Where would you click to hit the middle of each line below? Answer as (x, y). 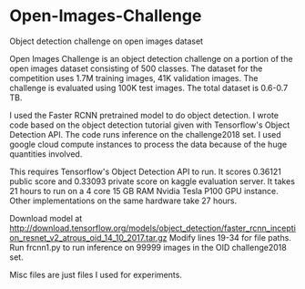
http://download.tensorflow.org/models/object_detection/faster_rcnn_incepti (152, 228)
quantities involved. (46, 154)
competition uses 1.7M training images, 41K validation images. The (134, 77)
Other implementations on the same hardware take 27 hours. (123, 201)
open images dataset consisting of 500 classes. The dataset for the (136, 68)
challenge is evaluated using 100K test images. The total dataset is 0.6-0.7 (149, 88)
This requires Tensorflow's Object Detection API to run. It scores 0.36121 (146, 171)
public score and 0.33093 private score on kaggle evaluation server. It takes (152, 181)
